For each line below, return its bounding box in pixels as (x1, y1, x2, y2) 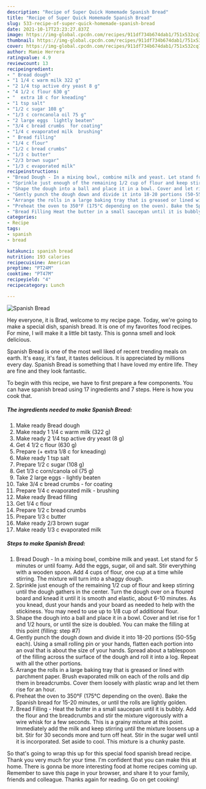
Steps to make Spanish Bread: (7, 540, 86, 547)
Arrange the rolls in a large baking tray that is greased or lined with (15, 666, 184, 673)
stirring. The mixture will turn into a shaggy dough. (15, 574, 144, 582)
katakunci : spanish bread (7, 248, 73, 254)
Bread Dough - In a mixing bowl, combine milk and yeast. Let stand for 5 (15, 555, 198, 563)
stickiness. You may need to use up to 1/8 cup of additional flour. (15, 608, 179, 615)
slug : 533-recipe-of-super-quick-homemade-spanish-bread (7, 20, 155, 26)
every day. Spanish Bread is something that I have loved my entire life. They (7, 360, 198, 368)
